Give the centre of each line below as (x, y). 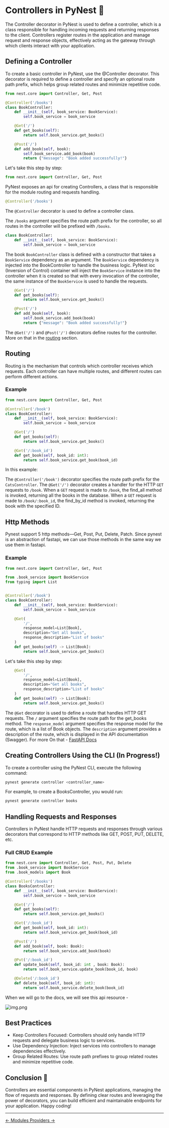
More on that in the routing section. (42, 338)
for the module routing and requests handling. (53, 192)
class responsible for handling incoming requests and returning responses (82, 29)
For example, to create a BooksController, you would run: (64, 792)
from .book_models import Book (38, 873)
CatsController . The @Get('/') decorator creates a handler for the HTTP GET (84, 485)
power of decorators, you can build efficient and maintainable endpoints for (83, 1101)
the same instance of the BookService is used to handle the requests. (76, 281)
